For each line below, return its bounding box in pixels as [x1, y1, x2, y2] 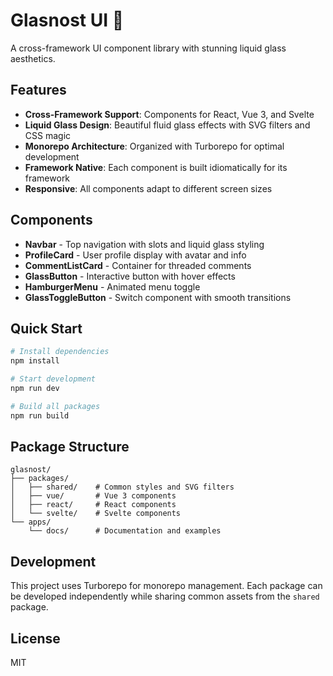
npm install [10, 356, 60, 366]
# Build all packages [10, 401, 101, 411]
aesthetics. [10, 52, 56, 64]
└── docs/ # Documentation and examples [28, 526, 222, 536]
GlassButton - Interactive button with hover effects [24, 270, 236, 282]
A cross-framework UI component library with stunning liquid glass [10, 42, 287, 54]
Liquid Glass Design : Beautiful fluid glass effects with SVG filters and [24, 119, 311, 131]
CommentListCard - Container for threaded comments [24, 259, 252, 271]
